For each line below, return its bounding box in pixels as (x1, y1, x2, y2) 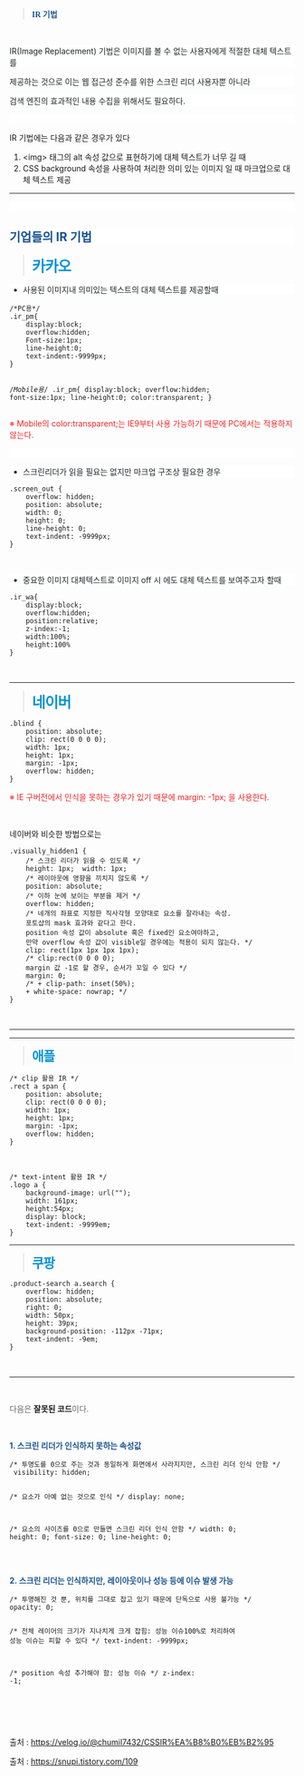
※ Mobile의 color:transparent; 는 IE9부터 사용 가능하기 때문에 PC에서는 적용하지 (9, 417, 293, 429)
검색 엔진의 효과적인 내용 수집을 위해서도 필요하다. (9, 95, 186, 106)
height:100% (25, 639, 71, 649)
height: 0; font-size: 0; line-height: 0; (9, 1532, 172, 1541)
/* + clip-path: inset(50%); (25, 979, 136, 988)
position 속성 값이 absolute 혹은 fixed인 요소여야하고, (25, 928, 220, 937)
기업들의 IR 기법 (9, 229, 92, 245)
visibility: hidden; (13, 1468, 91, 1477)
